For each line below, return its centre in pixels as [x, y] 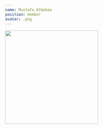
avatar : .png [19, 19]
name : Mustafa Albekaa [28, 10]
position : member [23, 14]
